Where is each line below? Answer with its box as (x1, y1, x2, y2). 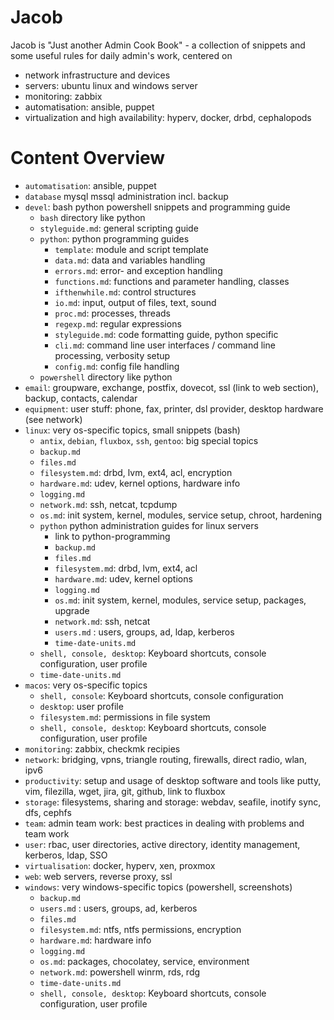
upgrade (54, 604, 90, 616)
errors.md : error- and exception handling (54, 264, 223, 276)
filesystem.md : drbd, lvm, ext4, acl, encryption (39, 466, 233, 478)
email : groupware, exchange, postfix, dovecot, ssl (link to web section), (24, 381, 320, 393)
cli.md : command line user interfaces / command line (54, 339, 276, 351)
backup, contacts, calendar (24, 392, 138, 404)
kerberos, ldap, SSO (24, 849, 108, 861)
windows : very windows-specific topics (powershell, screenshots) (24, 881, 293, 893)
